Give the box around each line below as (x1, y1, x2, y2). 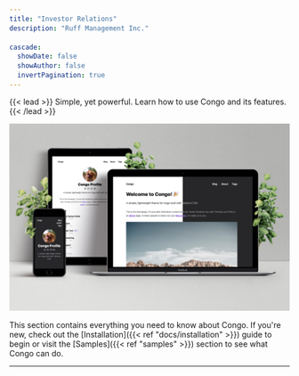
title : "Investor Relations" (9, 14, 117, 23)
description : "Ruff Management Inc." (9, 23, 149, 33)
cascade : (9, 43, 42, 52)
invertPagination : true (17, 71, 105, 80)
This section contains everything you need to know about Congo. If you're (9, 319, 282, 330)
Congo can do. (9, 347, 64, 358)
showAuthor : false (17, 61, 86, 70)
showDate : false (17, 52, 77, 61)
